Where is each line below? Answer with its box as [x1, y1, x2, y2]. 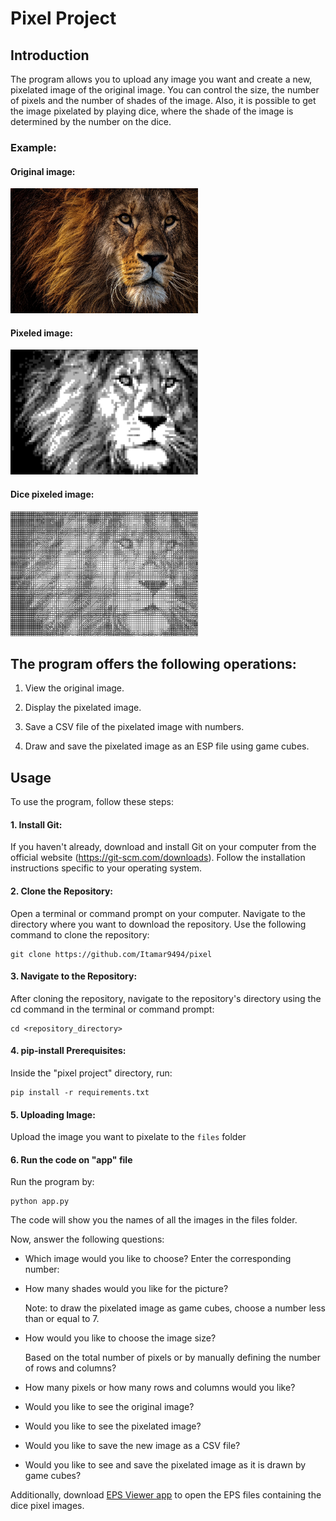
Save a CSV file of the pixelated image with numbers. [24, 721, 245, 733]
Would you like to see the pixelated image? [24, 1420, 202, 1432]
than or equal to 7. [24, 1313, 100, 1325]
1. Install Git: [10, 818, 63, 831]
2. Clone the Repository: [10, 885, 114, 897]
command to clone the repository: [10, 928, 150, 941]
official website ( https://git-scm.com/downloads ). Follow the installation [10, 852, 306, 864]
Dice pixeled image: [10, 488, 95, 500]
